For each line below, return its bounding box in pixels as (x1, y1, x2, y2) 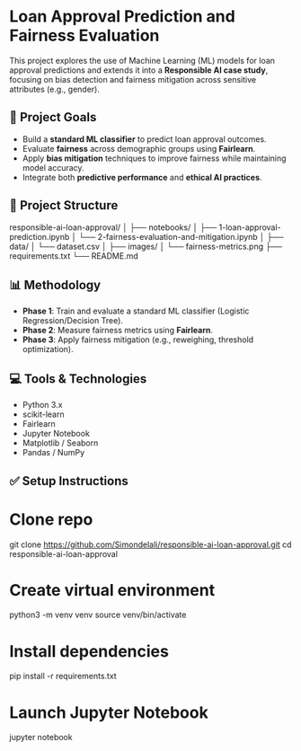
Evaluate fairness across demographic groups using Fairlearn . (22, 143, 256, 154)
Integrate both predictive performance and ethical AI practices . (22, 172, 262, 182)
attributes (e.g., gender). (9, 84, 101, 94)
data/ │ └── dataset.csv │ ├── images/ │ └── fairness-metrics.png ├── (9, 241, 283, 252)
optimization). (22, 344, 74, 355)
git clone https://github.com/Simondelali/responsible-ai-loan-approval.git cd (9, 539, 292, 550)
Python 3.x (22, 400, 63, 411)
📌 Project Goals (9, 110, 97, 125)
